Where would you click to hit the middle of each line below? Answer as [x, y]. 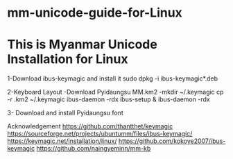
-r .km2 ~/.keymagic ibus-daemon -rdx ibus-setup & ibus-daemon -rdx [109, 99]
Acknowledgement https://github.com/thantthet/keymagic [90, 126]
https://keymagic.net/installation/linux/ [62, 141]
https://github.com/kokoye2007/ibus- [172, 141]
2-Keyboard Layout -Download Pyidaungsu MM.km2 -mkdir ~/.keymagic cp [115, 92]
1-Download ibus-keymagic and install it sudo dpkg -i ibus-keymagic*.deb [113, 78]
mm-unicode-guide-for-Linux [95, 13]
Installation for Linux [68, 59]
